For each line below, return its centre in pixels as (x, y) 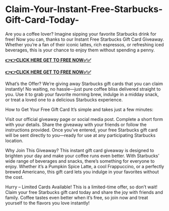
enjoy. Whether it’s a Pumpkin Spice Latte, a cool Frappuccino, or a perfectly (85, 166)
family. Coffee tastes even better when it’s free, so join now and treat (77, 197)
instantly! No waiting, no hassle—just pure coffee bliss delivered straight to (83, 89)
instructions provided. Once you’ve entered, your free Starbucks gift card (81, 130)
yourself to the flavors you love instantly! (47, 203)
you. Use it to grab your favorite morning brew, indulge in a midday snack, (82, 94)
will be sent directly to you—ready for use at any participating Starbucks (80, 135)
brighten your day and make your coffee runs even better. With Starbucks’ (82, 156)
